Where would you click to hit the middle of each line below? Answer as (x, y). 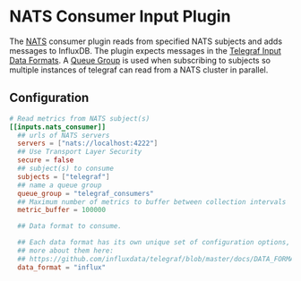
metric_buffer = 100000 (61, 210)
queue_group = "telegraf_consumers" (86, 193)
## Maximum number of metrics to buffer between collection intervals (152, 202)
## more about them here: (66, 251)
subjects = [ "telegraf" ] (64, 176)
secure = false (46, 160)
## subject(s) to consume (66, 168)
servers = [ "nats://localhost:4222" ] (88, 144)
